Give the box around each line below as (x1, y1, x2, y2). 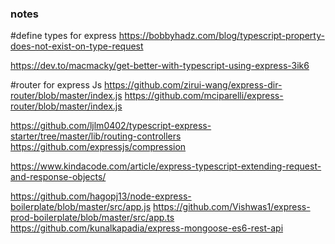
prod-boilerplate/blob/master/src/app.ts (10, 212, 175, 224)
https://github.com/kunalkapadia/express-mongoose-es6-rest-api (10, 222, 284, 234)
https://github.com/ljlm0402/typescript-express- (10, 120, 212, 132)
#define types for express (10, 30, 117, 42)
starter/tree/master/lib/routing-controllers (10, 130, 182, 142)
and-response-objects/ (10, 171, 107, 183)
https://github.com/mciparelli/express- (124, 90, 284, 102)
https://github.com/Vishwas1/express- (153, 201, 311, 213)
